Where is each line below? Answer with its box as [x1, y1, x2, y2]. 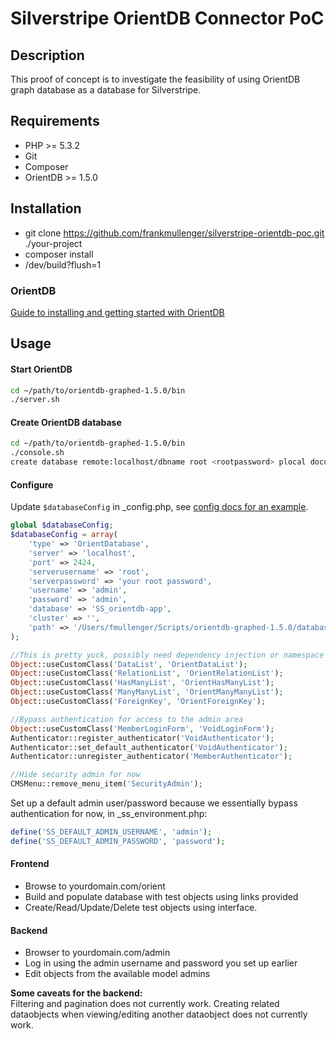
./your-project [24, 237, 83, 249]
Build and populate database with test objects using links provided [24, 891, 299, 902]
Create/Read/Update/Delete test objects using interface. [24, 902, 258, 913]
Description [10, 47, 85, 64]
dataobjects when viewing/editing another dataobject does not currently [10, 1008, 308, 1021]
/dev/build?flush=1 [24, 258, 102, 271]
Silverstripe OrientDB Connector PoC [10, 7, 325, 30]
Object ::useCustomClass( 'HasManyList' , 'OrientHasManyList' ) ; [10, 678, 275, 688]
